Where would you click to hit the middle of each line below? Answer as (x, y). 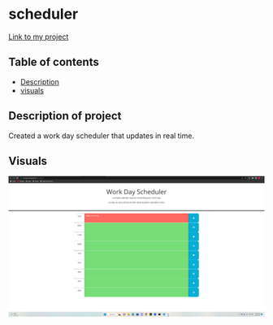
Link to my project (39, 37)
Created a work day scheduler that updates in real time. (102, 136)
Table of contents (54, 62)
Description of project (65, 116)
